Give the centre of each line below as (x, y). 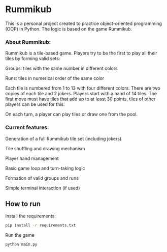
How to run (23, 204)
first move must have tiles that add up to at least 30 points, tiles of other (80, 99)
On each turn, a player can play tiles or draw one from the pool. (72, 114)
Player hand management (32, 158)
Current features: (27, 127)
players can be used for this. (35, 104)
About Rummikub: (28, 42)
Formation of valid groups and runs (42, 178)
